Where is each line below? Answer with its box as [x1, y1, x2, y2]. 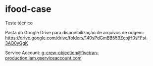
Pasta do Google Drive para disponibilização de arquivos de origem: [5, 29, 144, 35]
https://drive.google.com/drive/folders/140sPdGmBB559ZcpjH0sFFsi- [5, 35, 148, 41]
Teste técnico [5, 20, 33, 26]
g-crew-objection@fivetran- [41, 50, 99, 56]
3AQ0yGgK [5, 40, 28, 46]
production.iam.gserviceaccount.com [5, 55, 82, 61]
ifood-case [5, 3, 51, 15]
